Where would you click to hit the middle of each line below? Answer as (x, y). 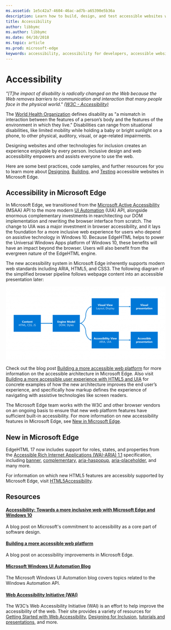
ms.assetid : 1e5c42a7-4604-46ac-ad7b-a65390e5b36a (60, 11)
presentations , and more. (32, 622)
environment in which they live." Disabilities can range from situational (79, 125)
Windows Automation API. (33, 583)
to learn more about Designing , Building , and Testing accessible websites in (85, 171)
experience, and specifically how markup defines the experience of (76, 390)
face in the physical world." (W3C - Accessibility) (57, 104)
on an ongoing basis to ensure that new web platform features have (76, 411)
